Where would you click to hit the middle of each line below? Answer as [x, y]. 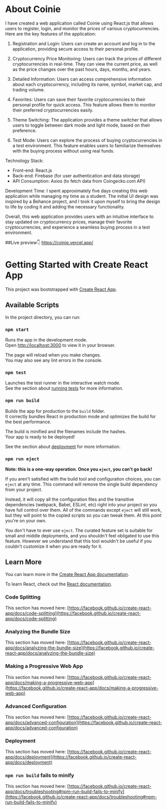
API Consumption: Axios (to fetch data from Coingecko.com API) [79, 181]
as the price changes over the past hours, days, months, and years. [82, 69]
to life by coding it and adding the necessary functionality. [65, 206]
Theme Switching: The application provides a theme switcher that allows [87, 120]
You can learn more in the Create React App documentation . [67, 574]
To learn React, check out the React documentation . [59, 584]
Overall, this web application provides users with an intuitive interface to [79, 216]
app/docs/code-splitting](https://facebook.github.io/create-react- [73, 613]
